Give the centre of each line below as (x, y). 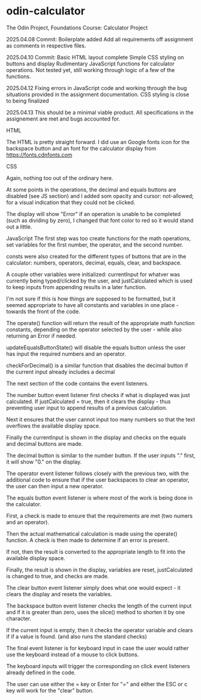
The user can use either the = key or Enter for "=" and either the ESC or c (97, 684)
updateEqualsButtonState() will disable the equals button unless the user (96, 347)
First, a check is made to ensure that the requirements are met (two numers (100, 516)
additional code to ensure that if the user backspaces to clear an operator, (98, 480)
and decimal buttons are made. (44, 444)
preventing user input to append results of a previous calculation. (87, 408)
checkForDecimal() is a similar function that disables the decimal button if (97, 365)
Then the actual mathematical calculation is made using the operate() (92, 534)
